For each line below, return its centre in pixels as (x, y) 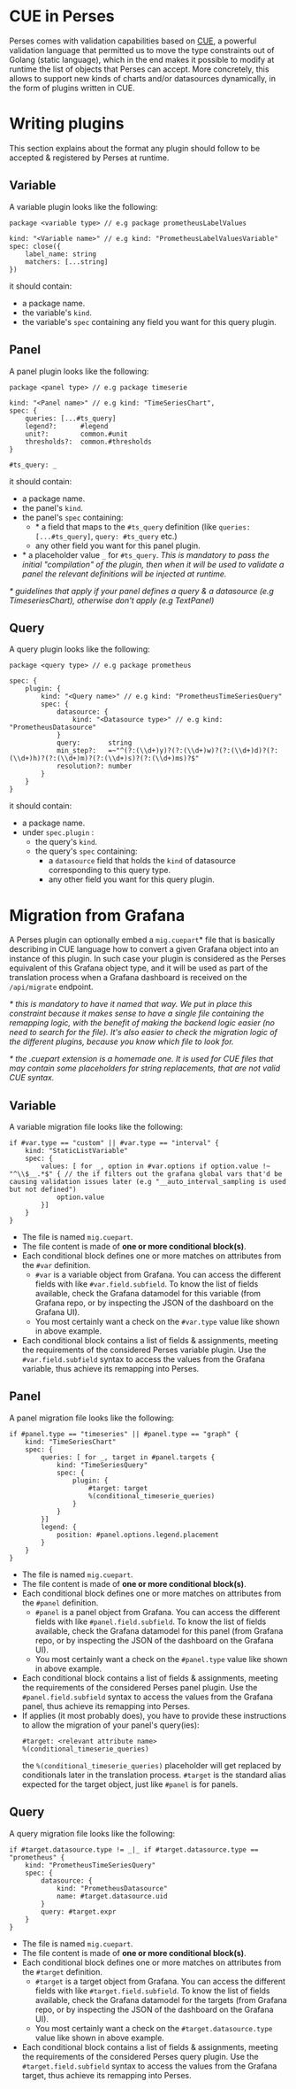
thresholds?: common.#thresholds (88, 441)
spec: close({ (35, 246)
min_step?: (76, 751)
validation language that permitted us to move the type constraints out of (142, 50)
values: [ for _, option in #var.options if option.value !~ (156, 1166)
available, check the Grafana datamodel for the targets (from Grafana (161, 2000)
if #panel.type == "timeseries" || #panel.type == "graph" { (124, 1434)
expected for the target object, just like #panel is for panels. (130, 1784)
